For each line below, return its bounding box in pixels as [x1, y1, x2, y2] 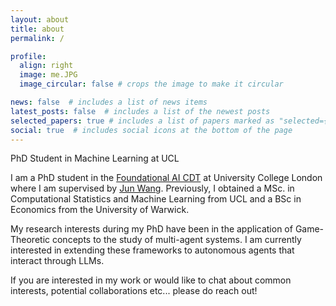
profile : [10, 51, 47, 61]
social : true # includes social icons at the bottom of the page [10, 125, 293, 135]
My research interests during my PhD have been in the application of [10, 223, 293, 235]
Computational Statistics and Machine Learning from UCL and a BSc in [10, 193, 302, 205]
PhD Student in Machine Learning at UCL [10, 152, 180, 165]
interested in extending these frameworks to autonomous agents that [10, 244, 295, 256]
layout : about [10, 14, 70, 25]
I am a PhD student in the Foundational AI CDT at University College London [10, 172, 323, 184]
